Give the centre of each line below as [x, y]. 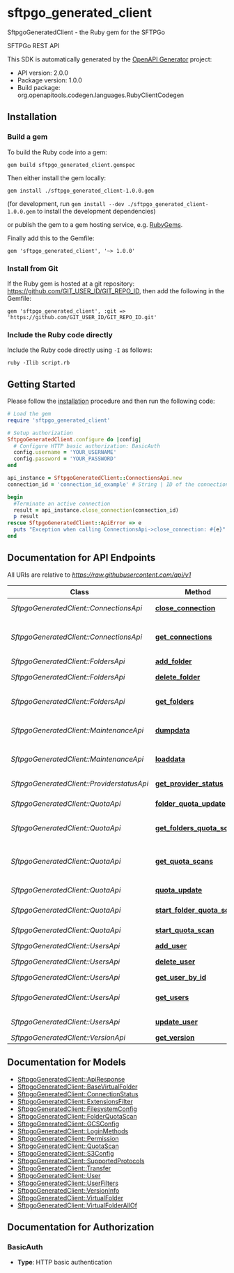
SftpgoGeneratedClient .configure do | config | [74, 439]
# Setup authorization [40, 433]
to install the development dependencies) [96, 211]
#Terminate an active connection [62, 503]
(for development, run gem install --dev [66, 203]
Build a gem [28, 137]
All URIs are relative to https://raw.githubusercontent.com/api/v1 [99, 575]
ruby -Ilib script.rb [39, 363]
